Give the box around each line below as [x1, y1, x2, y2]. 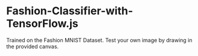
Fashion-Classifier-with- [6, 4, 133, 18]
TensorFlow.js [6, 17, 78, 30]
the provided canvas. [6, 43, 59, 50]
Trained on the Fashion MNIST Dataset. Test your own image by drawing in [6, 36, 193, 43]
